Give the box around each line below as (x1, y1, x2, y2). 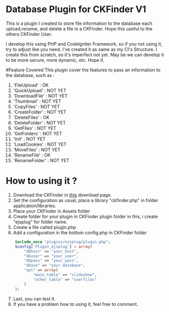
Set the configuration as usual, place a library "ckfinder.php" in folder (13, 197, 158, 203)
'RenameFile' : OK (13, 152, 51, 158)
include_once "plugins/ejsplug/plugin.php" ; (15, 239, 111, 244)
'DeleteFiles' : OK (13, 114, 50, 120)
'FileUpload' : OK (13, 82, 49, 88)
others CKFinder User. (6, 31, 52, 37)
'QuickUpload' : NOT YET (13, 87, 66, 93)
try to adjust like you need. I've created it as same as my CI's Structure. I (6, 46, 157, 52)
